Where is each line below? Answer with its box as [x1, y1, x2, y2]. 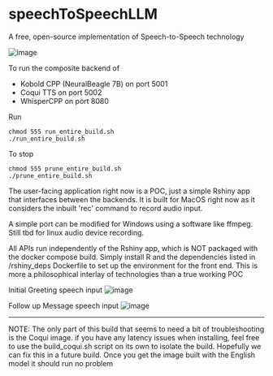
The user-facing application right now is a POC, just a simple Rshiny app [8, 186, 250, 196]
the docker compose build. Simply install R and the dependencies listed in [8, 252, 256, 261]
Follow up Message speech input [8, 300, 119, 310]
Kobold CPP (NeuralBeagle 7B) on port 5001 [19, 79, 168, 89]
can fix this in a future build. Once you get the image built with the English [8, 350, 256, 360]
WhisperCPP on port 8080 [19, 96, 110, 106]
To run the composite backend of [8, 63, 120, 73]
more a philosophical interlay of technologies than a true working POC [8, 269, 244, 279]
